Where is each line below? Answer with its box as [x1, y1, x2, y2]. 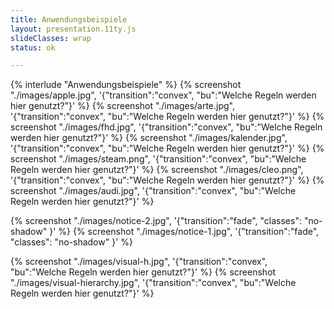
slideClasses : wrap [10, 33, 92, 43]
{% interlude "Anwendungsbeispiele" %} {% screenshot [10, 79, 242, 91]
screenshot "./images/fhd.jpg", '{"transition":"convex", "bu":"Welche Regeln [10, 121, 323, 133]
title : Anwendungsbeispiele [10, 14, 128, 25]
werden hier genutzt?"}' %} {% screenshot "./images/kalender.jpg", [10, 132, 288, 144]
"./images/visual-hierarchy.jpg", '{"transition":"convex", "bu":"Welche [10, 277, 297, 289]
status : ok [10, 42, 56, 53]
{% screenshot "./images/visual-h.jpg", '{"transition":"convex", [10, 256, 268, 268]
